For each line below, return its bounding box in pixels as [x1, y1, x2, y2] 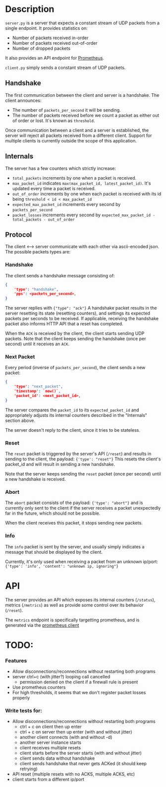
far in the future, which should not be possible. [5, 510, 101, 517]
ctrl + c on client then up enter [19, 723, 82, 730]
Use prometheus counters [12, 684, 66, 690]
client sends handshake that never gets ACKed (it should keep [19, 761, 147, 767]
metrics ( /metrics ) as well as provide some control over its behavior [5, 602, 144, 608]
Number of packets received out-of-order [12, 40, 98, 46]
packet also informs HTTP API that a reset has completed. [5, 321, 123, 327]
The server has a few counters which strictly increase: [5, 165, 116, 171]
